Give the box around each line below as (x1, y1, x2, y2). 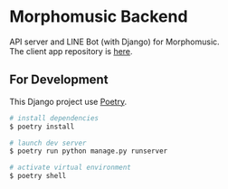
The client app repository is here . (9, 45, 133, 56)
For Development (9, 72, 109, 88)
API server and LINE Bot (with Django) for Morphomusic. (9, 36, 220, 47)
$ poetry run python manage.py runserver (9, 146, 168, 156)
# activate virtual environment (9, 163, 131, 173)
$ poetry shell (9, 172, 67, 181)
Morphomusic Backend (9, 6, 188, 27)
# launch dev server (9, 138, 88, 147)
